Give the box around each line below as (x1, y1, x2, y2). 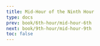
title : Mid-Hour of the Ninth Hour (6, 8, 95, 15)
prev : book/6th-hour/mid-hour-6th (6, 20, 92, 26)
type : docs (6, 14, 33, 20)
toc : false (6, 31, 33, 37)
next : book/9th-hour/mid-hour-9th (6, 25, 92, 32)
